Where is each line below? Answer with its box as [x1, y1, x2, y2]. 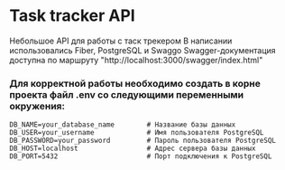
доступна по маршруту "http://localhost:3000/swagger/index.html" [9, 54, 263, 65]
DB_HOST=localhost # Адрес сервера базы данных [9, 144, 256, 154]
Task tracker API [9, 5, 135, 26]
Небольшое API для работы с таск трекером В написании [9, 35, 233, 46]
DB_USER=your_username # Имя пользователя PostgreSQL [9, 128, 264, 137]
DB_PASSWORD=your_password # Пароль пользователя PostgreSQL [9, 137, 277, 146]
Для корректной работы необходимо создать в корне [9, 77, 262, 90]
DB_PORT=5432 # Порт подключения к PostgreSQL [9, 152, 272, 161]
